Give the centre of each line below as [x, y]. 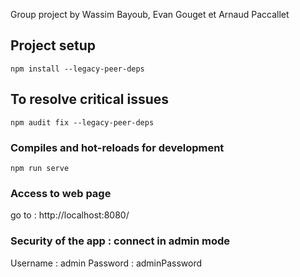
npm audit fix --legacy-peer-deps [82, 122]
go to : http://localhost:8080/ [70, 215]
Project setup [53, 45]
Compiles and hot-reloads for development [117, 147]
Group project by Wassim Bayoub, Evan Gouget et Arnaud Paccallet [150, 14]
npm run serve [40, 168]
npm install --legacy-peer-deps [77, 69]
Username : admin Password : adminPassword [106, 263]
